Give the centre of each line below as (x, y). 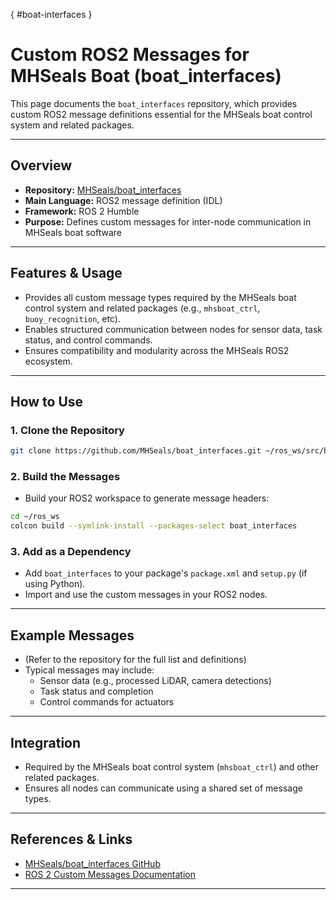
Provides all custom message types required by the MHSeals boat (160, 297)
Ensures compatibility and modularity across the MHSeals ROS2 (157, 350)
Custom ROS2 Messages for (130, 55)
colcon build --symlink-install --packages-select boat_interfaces (154, 526)
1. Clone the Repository (67, 430)
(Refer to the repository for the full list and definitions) (135, 660)
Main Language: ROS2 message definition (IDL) (123, 200)
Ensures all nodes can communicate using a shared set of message (163, 788)
